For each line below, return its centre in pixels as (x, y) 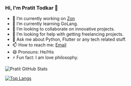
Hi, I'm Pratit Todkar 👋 (32, 8)
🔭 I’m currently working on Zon (44, 19)
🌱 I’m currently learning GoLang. (45, 24)
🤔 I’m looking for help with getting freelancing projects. (68, 34)
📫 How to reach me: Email (39, 45)
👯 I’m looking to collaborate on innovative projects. (64, 29)
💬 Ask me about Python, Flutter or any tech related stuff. (69, 39)
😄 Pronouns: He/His (33, 52)
